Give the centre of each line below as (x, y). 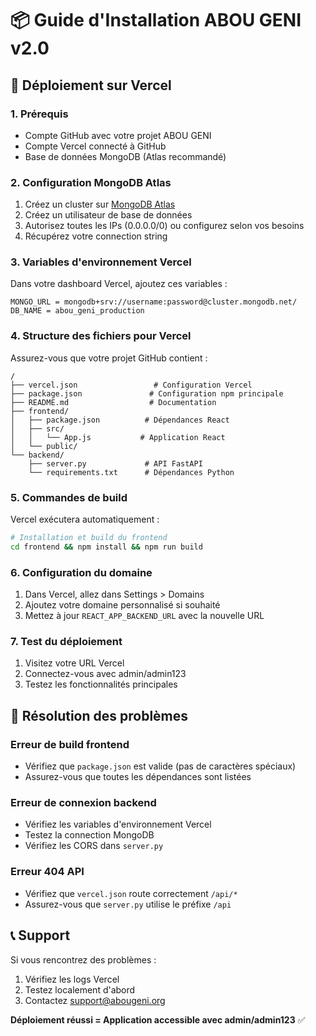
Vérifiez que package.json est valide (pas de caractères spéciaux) (160, 766)
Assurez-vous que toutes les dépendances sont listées (138, 777)
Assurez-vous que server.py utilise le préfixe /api (128, 904)
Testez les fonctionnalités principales (101, 684)
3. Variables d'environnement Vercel (101, 262)
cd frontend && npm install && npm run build (106, 547)
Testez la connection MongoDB (89, 835)
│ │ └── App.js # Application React (118, 437)
